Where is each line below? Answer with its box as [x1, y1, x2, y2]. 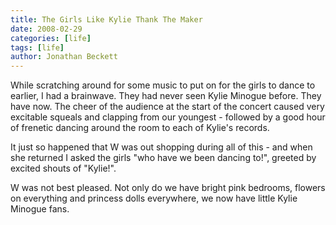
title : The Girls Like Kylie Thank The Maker [10, 14, 203, 25]
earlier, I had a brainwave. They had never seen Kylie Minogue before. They [10, 90, 322, 102]
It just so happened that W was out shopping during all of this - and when [10, 141, 313, 153]
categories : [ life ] [10, 33, 92, 43]
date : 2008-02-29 [10, 24, 83, 34]
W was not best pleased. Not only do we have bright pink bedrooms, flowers [10, 182, 326, 194]
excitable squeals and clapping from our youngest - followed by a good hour [10, 111, 326, 123]
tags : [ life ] [10, 42, 65, 53]
